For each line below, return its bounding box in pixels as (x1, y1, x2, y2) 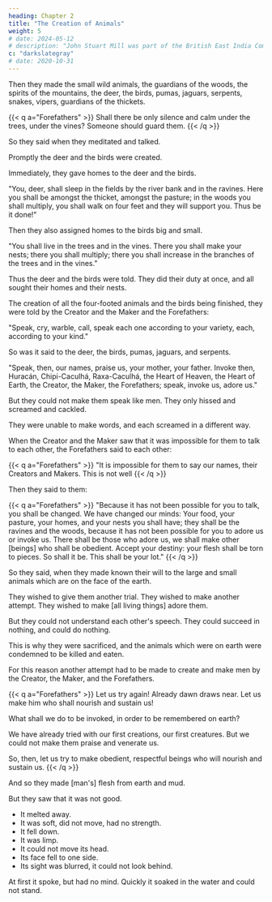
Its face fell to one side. (19, 853, 99, 862)
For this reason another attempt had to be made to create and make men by (8, 664, 261, 674)
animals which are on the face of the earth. (8, 576, 152, 586)
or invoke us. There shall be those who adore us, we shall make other (8, 535, 240, 544)
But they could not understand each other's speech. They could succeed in (8, 616, 261, 625)
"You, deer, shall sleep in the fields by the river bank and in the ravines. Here (8, 183, 264, 193)
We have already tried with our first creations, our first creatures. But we (8, 729, 249, 739)
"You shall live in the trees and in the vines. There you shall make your (8, 241, 242, 251)
